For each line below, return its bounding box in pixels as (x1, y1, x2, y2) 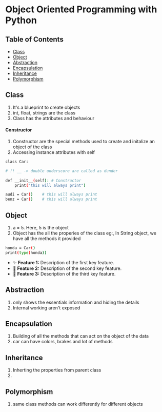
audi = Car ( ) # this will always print (5, 192, 97, 197)
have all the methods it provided (12, 235, 81, 242)
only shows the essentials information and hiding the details (12, 299, 139, 305)
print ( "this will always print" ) (14, 183, 86, 188)
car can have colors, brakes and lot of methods (12, 339, 113, 345)
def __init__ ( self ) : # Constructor (5, 178, 82, 183)
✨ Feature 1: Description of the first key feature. (12, 259, 114, 265)
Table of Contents (5, 35, 64, 44)
